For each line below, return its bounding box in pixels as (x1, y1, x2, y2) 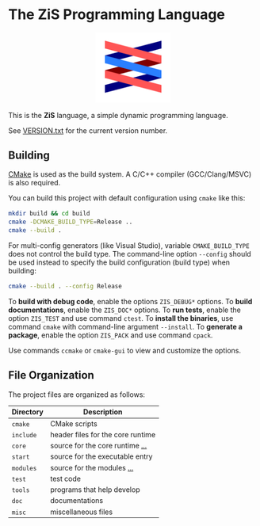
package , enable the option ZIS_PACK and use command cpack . (8, 330, 213, 340)
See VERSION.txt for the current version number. (8, 125, 168, 135)
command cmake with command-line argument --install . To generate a (8, 322, 243, 331)
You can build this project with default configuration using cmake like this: (8, 193, 246, 203)
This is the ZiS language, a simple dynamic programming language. (8, 110, 228, 120)
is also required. (8, 178, 61, 188)
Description (82, 407, 123, 417)
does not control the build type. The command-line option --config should (8, 250, 251, 259)
